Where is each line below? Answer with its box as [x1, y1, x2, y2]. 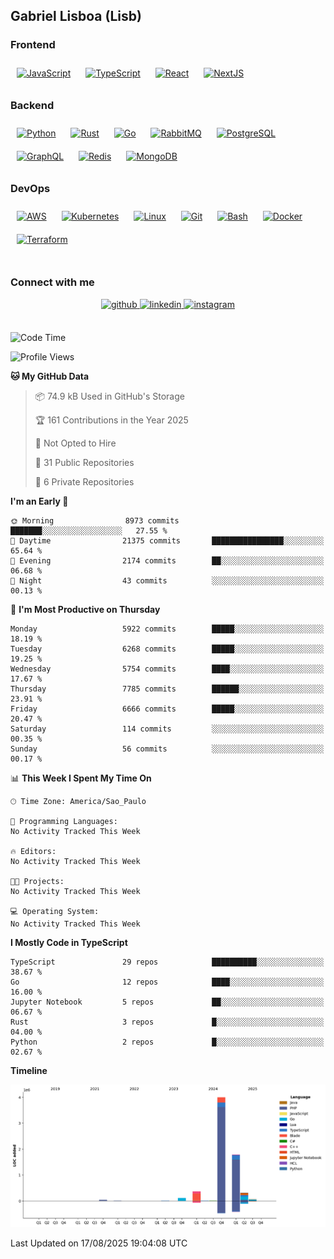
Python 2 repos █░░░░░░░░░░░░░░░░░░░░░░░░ [10, 1037, 325, 1047]
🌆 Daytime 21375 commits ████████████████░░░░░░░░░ [10, 535, 325, 546]
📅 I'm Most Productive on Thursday [10, 603, 161, 615]
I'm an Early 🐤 [10, 495, 69, 507]
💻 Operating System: [10, 906, 100, 916]
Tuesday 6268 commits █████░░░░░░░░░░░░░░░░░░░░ [10, 644, 325, 654]
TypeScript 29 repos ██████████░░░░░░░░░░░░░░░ [10, 957, 325, 967]
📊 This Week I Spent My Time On [10, 772, 152, 784]
